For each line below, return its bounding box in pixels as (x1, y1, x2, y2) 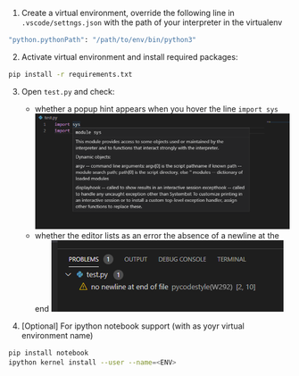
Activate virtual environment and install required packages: (21, 51, 238, 62)
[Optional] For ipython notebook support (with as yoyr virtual (21, 321, 245, 331)
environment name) (21, 330, 94, 341)
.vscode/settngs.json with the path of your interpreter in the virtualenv (21, 17, 283, 28)
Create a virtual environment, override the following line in (21, 8, 236, 18)
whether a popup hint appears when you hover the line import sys (34, 103, 278, 114)
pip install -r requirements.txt (8, 70, 133, 79)
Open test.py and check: (21, 86, 115, 96)
